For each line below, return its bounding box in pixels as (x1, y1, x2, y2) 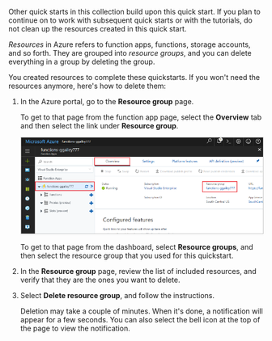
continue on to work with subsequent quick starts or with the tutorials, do (8, 15, 253, 25)
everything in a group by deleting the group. (8, 57, 155, 66)
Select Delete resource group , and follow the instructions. (19, 291, 215, 301)
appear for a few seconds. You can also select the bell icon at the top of (19, 315, 261, 325)
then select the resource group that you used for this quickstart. (19, 250, 234, 261)
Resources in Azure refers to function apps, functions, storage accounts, (8, 40, 251, 49)
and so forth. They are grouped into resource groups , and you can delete (8, 48, 253, 57)
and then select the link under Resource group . (19, 121, 179, 130)
